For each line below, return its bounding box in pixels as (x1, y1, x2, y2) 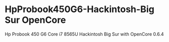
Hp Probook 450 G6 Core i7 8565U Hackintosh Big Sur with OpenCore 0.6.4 (5, 31, 164, 37)
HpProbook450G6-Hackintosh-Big (5, 4, 155, 15)
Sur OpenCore (5, 14, 66, 26)
